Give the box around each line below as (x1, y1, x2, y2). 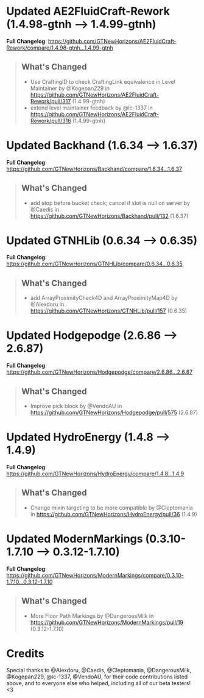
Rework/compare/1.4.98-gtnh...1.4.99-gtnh (6, 44, 114, 51)
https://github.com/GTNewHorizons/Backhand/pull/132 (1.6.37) (30, 212, 189, 220)
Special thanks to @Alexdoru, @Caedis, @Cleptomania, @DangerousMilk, (6, 667, 192, 674)
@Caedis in (30, 206, 60, 213)
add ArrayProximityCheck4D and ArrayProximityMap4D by (30, 294, 178, 302)
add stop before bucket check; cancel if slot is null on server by (30, 199, 191, 206)
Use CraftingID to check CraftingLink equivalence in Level (30, 78, 175, 85)
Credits (6, 647, 44, 660)
